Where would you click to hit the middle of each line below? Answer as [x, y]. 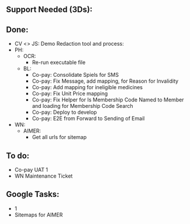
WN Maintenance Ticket [44, 176]
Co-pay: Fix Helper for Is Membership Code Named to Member [108, 100]
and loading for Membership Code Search [82, 106]
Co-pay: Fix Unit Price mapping [70, 94]
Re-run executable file [59, 62]
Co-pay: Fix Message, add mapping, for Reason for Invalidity [105, 81]
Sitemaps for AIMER [39, 215]
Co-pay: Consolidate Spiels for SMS [75, 75]
